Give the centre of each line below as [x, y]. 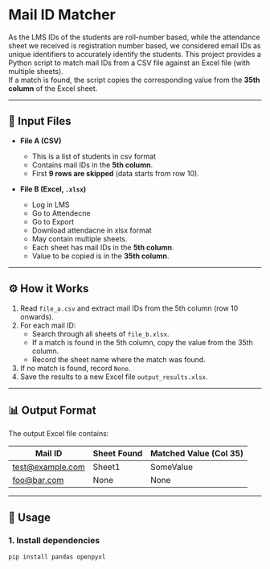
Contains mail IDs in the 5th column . [92, 165]
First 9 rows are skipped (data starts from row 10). [115, 173]
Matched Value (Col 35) [196, 454]
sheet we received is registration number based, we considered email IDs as [135, 45]
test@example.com [49, 467]
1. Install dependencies [54, 540]
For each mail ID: [48, 325]
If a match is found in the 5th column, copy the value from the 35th [142, 342]
